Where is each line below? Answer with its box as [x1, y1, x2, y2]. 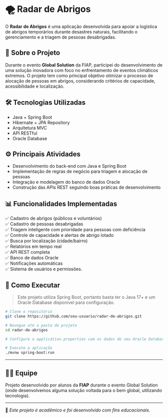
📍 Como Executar [5, 281, 60, 289]
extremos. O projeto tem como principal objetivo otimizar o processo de [5, 73, 153, 79]
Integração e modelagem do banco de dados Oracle [12, 179, 120, 185]
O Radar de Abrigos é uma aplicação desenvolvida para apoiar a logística [5, 23, 157, 30]
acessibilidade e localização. [5, 83, 64, 89]
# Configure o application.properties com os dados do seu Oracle [5, 336, 146, 341]
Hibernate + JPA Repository [12, 119, 70, 125]
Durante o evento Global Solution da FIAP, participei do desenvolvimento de [5, 62, 162, 68]
